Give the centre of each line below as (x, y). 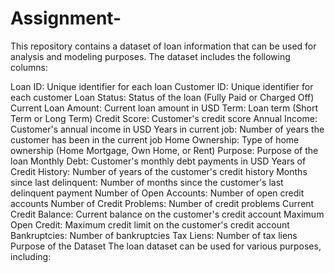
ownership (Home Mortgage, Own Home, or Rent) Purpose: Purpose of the (164, 150)
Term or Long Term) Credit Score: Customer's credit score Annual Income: (164, 118)
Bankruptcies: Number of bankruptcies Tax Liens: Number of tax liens (154, 235)
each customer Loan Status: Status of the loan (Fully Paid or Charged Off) (162, 97)
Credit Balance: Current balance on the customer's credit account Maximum (167, 214)
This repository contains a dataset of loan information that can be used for (163, 46)
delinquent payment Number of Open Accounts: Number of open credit (157, 193)
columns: (29, 67)
